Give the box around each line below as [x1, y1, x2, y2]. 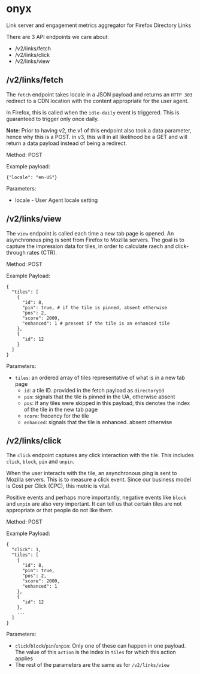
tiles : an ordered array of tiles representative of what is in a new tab [14, 374, 186, 381]
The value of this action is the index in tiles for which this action [14, 649, 177, 656]
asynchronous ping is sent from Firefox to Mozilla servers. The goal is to [6, 236, 184, 243]
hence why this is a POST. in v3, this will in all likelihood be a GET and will [6, 133, 187, 140]
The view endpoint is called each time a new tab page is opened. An [6, 229, 174, 237]
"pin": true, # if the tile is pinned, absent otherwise [22, 304, 168, 310]
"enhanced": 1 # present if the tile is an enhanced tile [22, 320, 170, 327]
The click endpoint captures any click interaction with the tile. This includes [6, 452, 194, 459]
